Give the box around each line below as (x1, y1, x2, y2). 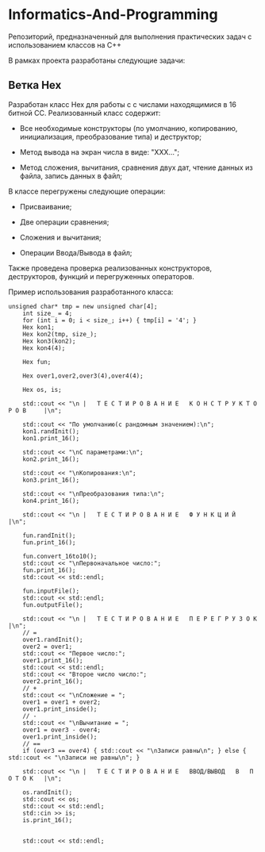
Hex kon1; (22, 323, 56, 331)
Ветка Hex (8, 79, 62, 92)
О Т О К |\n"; (8, 774, 62, 782)
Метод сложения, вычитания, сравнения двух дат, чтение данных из (19, 163, 253, 172)
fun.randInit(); (22, 532, 77, 539)
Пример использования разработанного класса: (8, 287, 174, 297)
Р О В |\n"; (8, 406, 62, 414)
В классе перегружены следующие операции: (8, 186, 166, 196)
